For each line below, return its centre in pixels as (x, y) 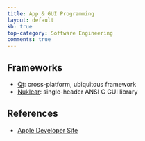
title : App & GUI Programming (51, 14)
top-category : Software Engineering (60, 33)
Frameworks (35, 68)
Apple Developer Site (48, 130)
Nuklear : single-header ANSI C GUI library (77, 92)
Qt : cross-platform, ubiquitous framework (77, 84)
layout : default (31, 20)
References (33, 114)
